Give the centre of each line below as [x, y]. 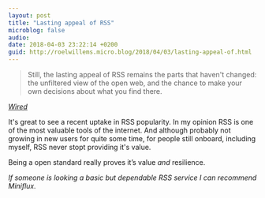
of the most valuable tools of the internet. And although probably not [119, 130]
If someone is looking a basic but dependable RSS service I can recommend [132, 177]
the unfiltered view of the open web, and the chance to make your [135, 83]
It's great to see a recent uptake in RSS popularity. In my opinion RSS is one [131, 122]
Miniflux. [22, 186]
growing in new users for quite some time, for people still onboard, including [132, 138]
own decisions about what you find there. [95, 91]
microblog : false [37, 30]
